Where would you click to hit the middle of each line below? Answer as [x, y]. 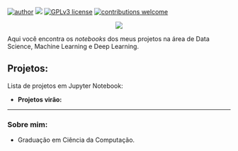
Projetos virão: [40, 99]
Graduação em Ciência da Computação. [76, 140]
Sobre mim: [28, 124]
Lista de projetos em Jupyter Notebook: [65, 86]
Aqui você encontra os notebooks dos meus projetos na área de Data [109, 39]
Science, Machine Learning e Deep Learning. [73, 46]
